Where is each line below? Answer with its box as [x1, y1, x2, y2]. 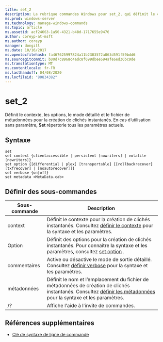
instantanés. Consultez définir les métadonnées [47, 288, 156, 295]
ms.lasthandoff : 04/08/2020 [5, 70, 62, 75]
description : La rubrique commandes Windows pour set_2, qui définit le [5, 12, 155, 16]
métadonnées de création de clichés [47, 282, 130, 289]
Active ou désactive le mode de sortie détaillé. [47, 256, 152, 263]
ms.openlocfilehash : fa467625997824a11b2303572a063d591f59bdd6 [5, 52, 136, 57]
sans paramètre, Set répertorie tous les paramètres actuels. [5, 122, 125, 128]
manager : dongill [5, 43, 40, 48]
